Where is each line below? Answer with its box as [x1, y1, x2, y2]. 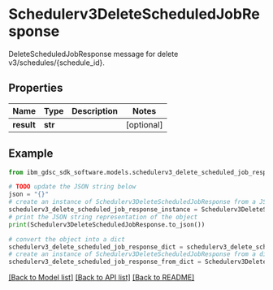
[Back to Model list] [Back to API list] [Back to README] [8, 273, 195, 283]
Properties [8, 81, 63, 95]
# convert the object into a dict [8, 235, 126, 244]
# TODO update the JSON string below [8, 183, 136, 191]
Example [8, 147, 54, 161]
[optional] [125, 119, 163, 130]
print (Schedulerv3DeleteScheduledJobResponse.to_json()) [8, 220, 206, 228]
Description [71, 105, 118, 116]
